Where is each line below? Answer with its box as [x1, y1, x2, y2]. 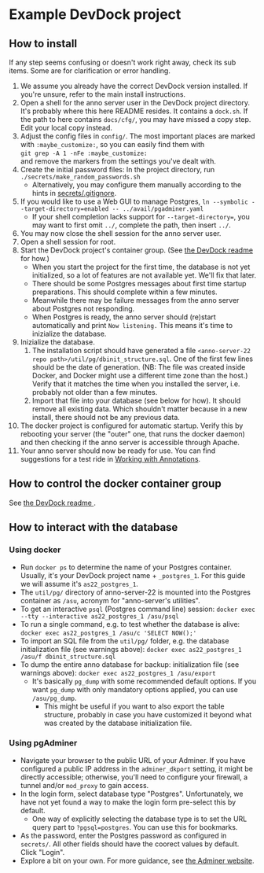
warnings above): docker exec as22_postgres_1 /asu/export [20, 668, 216, 677]
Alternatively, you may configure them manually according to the [31, 180, 242, 190]
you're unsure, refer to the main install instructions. [20, 90, 186, 99]
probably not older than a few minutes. [31, 388, 158, 396]
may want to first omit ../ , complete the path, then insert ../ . [31, 220, 231, 230]
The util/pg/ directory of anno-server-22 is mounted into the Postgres [20, 588, 251, 597]
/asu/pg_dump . [31, 693, 77, 702]
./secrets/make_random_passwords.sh [20, 173, 141, 181]
